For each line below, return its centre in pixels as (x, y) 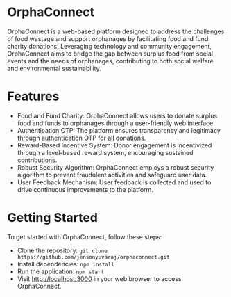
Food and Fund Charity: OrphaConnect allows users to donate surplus (117, 115)
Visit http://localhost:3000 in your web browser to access (99, 278)
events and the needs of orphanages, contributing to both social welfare (110, 61)
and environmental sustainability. (54, 68)
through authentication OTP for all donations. (82, 138)
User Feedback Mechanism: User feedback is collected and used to (114, 182)
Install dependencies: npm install (66, 264)
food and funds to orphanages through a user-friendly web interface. (116, 123)
